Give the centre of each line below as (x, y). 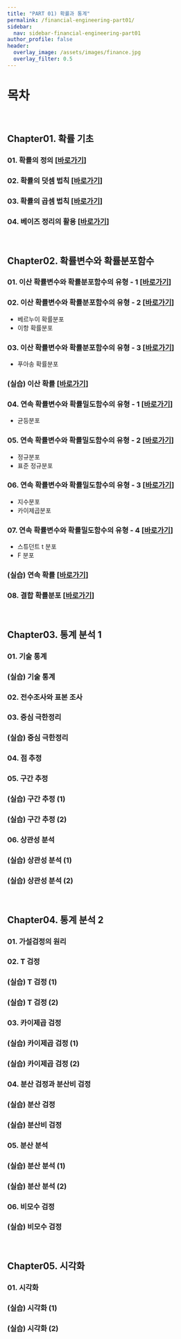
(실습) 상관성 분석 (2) (40, 881)
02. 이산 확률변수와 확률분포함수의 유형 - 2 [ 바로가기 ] (91, 303)
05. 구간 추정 (28, 778)
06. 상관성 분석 (31, 840)
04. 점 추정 (25, 758)
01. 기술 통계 (27, 656)
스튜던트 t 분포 (37, 547)
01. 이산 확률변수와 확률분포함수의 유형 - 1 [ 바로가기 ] (89, 282)
